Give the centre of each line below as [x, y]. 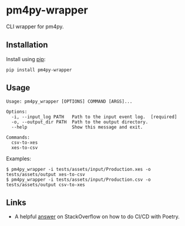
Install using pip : [26, 59]
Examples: [18, 158]
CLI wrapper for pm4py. [35, 26]
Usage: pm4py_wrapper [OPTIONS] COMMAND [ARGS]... [69, 101]
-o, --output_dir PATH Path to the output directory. [80, 122]
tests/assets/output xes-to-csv [46, 174]
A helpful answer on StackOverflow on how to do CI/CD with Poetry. [97, 217]
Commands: [18, 137]
